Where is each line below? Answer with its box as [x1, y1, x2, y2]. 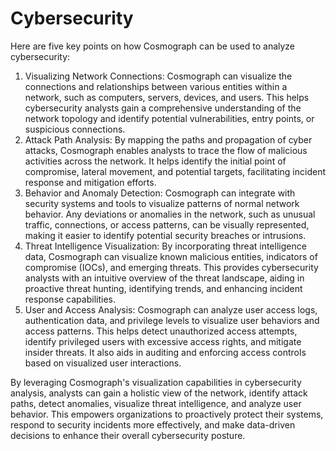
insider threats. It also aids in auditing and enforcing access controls [24, 346, 307, 358]
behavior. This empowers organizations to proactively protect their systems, [10, 408, 324, 420]
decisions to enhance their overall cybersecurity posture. [10, 429, 246, 441]
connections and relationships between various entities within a [24, 80, 288, 92]
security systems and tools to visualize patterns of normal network [24, 197, 300, 209]
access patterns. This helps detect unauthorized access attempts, [24, 325, 298, 337]
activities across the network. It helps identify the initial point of [24, 155, 287, 167]
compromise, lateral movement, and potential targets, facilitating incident [24, 165, 326, 177]
